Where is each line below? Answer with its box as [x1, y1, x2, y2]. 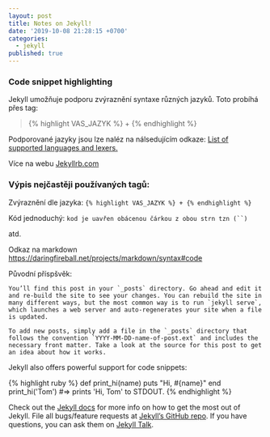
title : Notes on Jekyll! [8, 19, 92, 28]
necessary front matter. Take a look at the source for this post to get [8, 341, 263, 349]
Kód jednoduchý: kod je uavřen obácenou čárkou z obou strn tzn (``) [8, 213, 248, 223]
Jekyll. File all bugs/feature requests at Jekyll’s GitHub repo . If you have [8, 410, 247, 421]
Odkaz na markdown [8, 244, 78, 254]
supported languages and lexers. [8, 143, 119, 153]
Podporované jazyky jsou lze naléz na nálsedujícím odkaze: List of [8, 134, 229, 144]
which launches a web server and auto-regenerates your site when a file [8, 305, 263, 314]
